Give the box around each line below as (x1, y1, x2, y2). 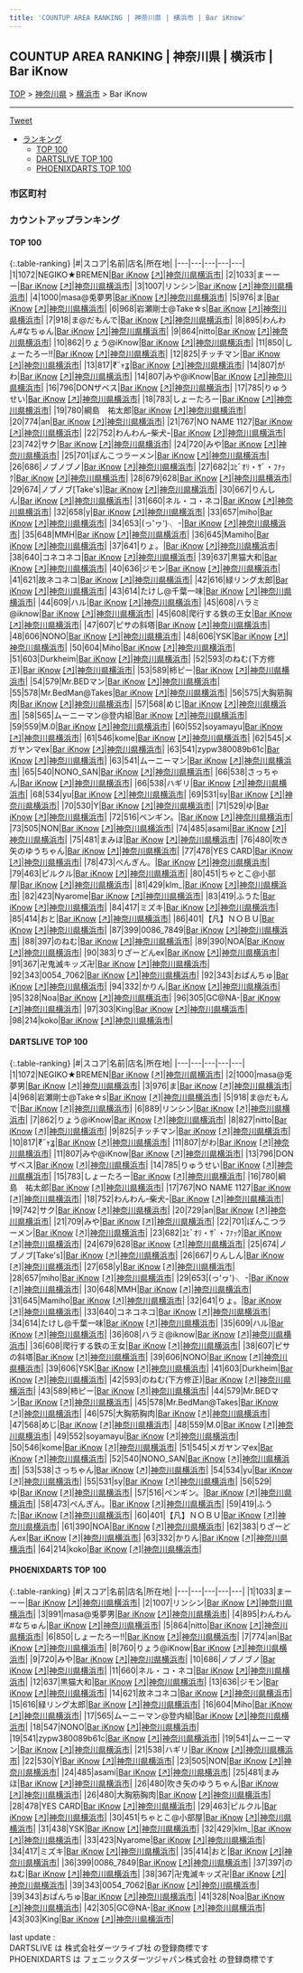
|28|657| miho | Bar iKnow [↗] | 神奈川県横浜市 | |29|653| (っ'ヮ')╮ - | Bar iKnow (9, 1272, 289, 1283)
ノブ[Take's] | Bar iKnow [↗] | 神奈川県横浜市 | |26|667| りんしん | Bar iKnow (16, 1249, 284, 1261)
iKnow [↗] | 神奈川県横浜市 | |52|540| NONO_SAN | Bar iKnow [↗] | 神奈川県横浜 (9, 1452, 290, 1464)
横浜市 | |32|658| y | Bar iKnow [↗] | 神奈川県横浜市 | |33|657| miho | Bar (24, 507, 273, 518)
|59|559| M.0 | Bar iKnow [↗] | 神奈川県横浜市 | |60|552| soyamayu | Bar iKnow (9, 721, 283, 732)
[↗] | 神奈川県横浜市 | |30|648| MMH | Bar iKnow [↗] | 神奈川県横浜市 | (9, 1283, 252, 1294)
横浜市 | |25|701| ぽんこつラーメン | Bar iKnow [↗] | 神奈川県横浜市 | (32, 450, 270, 461)
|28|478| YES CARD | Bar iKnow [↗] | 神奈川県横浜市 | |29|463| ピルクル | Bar (9, 1800, 278, 1811)
